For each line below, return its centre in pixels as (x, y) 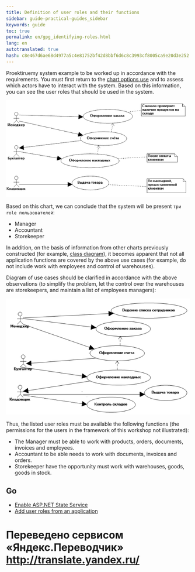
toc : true (18, 31)
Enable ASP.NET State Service (51, 505)
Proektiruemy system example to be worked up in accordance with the (91, 73)
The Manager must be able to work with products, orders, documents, (99, 441)
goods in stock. (33, 472)
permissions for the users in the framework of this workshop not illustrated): (98, 430)
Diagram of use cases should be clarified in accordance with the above (92, 278)
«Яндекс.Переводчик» (65, 547)
